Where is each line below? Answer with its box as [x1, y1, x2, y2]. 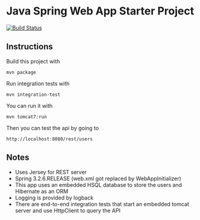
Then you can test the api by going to [6, 124, 99, 131]
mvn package [6, 69, 36, 75]
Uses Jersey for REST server [14, 168, 87, 175]
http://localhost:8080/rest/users [6, 136, 93, 142]
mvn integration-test [6, 92, 61, 98]
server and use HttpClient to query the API [14, 207, 120, 214]
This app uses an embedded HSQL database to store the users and [14, 181, 183, 188]
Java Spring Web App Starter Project [6, 4, 195, 18]
